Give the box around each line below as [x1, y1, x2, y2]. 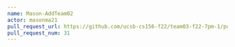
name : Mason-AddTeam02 [7, 10, 73, 17]
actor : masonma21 [7, 17, 58, 23]
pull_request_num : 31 [7, 29, 71, 37]
